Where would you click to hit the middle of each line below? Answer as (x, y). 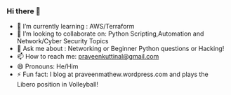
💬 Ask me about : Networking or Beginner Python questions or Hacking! (120, 49)
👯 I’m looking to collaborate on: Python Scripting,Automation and (110, 34)
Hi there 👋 (24, 11)
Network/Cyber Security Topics (62, 41)
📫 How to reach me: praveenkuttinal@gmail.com (88, 57)
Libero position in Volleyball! (58, 85)
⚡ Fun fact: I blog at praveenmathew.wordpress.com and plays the (112, 74)
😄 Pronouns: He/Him (47, 66)
